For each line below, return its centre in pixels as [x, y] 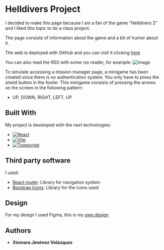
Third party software [38, 160]
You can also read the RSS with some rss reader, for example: [68, 62]
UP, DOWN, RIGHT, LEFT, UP [42, 97]
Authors [18, 230]
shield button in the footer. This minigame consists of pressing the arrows [81, 82]
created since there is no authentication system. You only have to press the [82, 77]
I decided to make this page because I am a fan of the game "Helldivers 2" [81, 23]
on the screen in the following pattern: [44, 87]
